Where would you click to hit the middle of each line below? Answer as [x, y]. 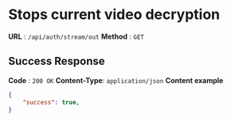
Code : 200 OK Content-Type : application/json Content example [116, 80]
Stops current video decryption [114, 15]
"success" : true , [51, 102]
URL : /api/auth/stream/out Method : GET [76, 36]
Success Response [57, 61]
